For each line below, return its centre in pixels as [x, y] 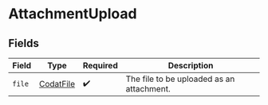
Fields [24, 43]
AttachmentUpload [73, 14]
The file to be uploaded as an [180, 79]
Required [100, 66]
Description [191, 66]
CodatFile [57, 84]
